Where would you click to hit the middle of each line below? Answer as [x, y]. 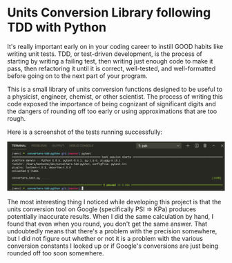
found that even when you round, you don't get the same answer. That [107, 224]
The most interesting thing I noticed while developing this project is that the [114, 202]
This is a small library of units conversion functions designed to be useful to [115, 89]
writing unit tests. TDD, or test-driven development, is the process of [105, 54]
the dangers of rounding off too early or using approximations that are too [112, 111]
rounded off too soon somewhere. [56, 253]
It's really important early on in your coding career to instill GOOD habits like [115, 46]
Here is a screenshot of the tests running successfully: [85, 132]
